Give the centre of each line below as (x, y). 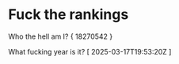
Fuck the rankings (69, 15)
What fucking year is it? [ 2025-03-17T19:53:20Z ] (90, 51)
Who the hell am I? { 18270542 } (61, 36)
